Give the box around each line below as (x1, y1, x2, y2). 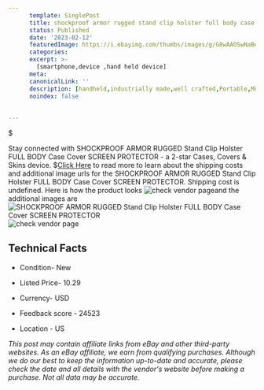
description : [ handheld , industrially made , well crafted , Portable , (28, 84, 251, 93)
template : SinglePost (28, 11, 101, 20)
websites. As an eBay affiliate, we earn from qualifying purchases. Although (8, 347, 255, 357)
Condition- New (19, 262, 71, 272)
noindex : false (28, 92, 79, 100)
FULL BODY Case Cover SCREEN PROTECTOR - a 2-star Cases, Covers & (8, 152, 247, 162)
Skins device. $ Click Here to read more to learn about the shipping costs (8, 161, 244, 169)
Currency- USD (19, 293, 70, 303)
